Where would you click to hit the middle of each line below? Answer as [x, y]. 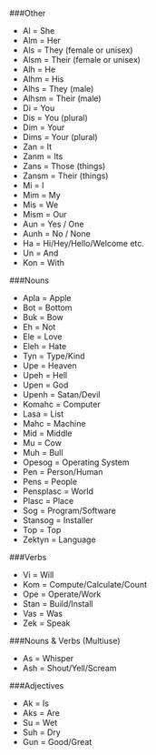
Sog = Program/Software [69, 510]
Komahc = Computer [62, 404]
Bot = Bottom [47, 307]
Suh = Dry [41, 732]
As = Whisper [48, 658]
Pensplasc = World [58, 491]
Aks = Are [41, 713]
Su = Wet [40, 723]
